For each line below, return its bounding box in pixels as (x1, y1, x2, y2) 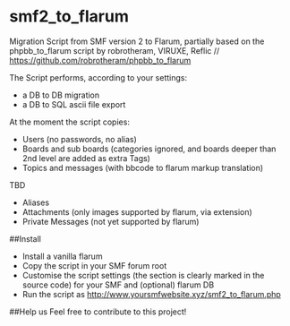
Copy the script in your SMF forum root (21, 260, 167, 270)
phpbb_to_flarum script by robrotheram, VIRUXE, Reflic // (9, 45, 220, 56)
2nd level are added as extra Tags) (21, 152, 150, 163)
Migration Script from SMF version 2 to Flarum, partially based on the (9, 36, 265, 47)
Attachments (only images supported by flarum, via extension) (21, 206, 252, 217)
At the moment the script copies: (9, 116, 130, 127)
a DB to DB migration (21, 90, 100, 100)
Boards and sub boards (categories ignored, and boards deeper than (21, 143, 277, 154)
